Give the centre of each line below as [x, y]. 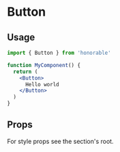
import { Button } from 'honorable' [59, 53]
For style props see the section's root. [60, 141]
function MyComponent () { [44, 65]
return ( [26, 72]
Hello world [42, 84]
